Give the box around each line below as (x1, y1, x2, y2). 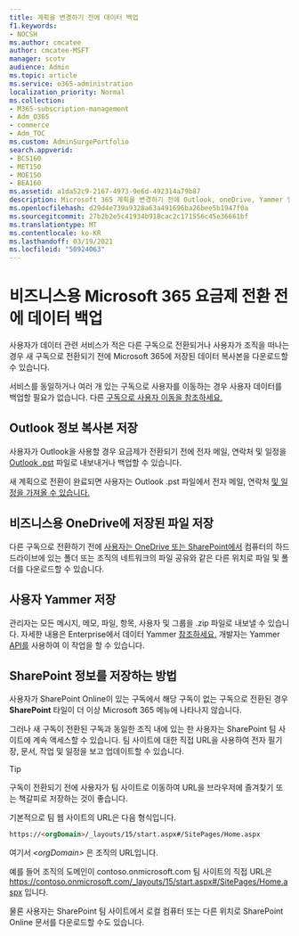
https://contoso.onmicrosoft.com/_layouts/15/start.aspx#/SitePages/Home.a (9, 876, 288, 887)
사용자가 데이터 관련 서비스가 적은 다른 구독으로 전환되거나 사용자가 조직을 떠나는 (9, 340, 290, 350)
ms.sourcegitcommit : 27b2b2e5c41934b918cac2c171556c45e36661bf (9, 211, 249, 221)
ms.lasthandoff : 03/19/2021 (9, 237, 114, 246)
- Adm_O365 (9, 112, 50, 121)
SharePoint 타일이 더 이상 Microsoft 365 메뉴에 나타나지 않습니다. (9, 705, 242, 716)
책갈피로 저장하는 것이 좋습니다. (18, 793, 128, 804)
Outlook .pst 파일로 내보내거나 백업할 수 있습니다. (9, 456, 182, 468)
